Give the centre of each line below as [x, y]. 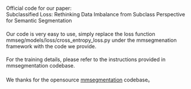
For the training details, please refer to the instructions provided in [86, 59]
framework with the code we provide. [51, 46]
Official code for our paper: [39, 8]
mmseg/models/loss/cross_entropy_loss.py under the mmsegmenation [91, 40]
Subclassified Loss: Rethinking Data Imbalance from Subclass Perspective [96, 15]
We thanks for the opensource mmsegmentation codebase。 [80, 80]
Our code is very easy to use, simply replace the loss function [81, 34]
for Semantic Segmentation [39, 21]
